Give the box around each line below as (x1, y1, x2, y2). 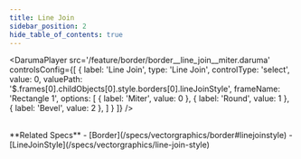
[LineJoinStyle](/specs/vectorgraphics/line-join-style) (9, 139, 211, 150)
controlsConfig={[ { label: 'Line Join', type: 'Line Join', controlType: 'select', (9, 64, 291, 75)
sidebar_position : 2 (9, 22, 88, 31)
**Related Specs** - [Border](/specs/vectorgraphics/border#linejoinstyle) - (9, 130, 293, 141)
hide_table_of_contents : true (9, 30, 124, 39)
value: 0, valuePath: (9, 74, 83, 85)
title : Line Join (9, 13, 75, 23)
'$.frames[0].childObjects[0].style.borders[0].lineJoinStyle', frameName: (9, 83, 281, 95)
